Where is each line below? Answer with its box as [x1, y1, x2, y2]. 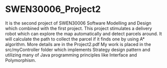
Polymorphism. [5, 57, 36, 63]
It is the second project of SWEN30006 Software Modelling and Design [5, 20, 152, 26]
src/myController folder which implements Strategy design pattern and [5, 46, 151, 52]
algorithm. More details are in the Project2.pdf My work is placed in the [5, 41, 151, 47]
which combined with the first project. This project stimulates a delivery [5, 25, 152, 31]
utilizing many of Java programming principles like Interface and [5, 51, 137, 58]
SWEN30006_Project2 [5, 3, 101, 15]
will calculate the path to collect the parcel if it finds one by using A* [5, 36, 145, 42]
